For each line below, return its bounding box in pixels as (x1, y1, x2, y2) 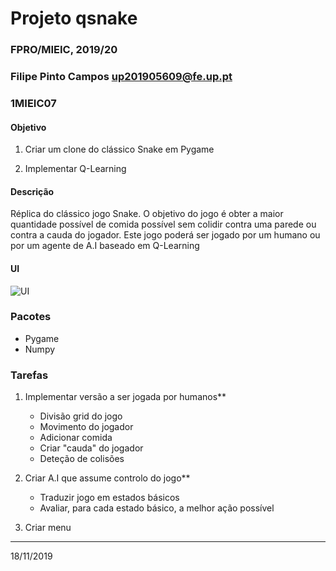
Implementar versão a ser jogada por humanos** (24, 391, 227, 403)
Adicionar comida (39, 432, 113, 444)
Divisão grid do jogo (39, 410, 123, 422)
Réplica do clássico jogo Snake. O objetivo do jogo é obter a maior (10, 208, 284, 220)
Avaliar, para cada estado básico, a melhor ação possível (39, 502, 275, 514)
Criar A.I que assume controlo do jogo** (24, 472, 191, 484)
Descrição (10, 185, 55, 197)
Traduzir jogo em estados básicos (39, 492, 180, 504)
